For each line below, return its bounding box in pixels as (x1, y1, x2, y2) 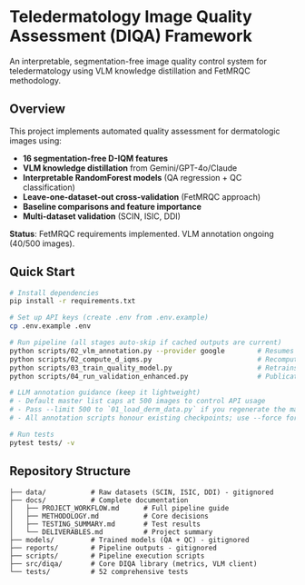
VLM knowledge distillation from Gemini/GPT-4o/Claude (22, 162, 238, 174)
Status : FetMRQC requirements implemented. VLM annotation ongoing (9, 228, 274, 239)
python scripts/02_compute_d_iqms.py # (9, 354, 261, 364)
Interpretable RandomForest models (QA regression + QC (22, 172, 242, 183)
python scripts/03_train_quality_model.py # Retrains (9, 363, 299, 372)
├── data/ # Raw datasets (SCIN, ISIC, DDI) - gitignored (9, 488, 274, 497)
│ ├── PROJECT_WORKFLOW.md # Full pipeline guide (9, 503, 230, 512)
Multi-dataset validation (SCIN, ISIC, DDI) (22, 211, 182, 222)
